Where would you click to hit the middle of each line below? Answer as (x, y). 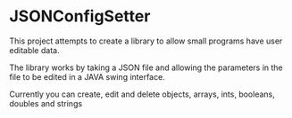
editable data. (34, 50)
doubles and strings (46, 103)
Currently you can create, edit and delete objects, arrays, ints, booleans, (142, 94)
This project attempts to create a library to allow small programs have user (146, 41)
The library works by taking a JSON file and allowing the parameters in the (146, 67)
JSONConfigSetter (80, 16)
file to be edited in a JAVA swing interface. (87, 76)
